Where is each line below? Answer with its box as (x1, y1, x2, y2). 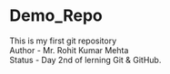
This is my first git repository (9, 35, 117, 46)
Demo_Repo (9, 5, 103, 26)
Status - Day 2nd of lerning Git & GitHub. (9, 54, 162, 65)
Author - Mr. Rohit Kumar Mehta (9, 44, 129, 55)
